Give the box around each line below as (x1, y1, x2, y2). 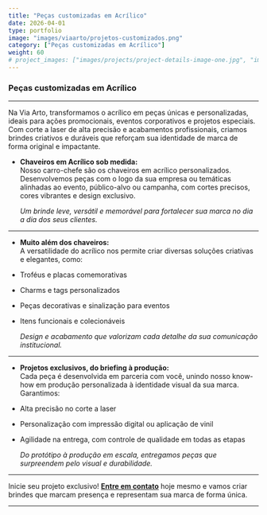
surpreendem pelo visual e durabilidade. (19, 458, 153, 468)
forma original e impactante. (8, 142, 101, 151)
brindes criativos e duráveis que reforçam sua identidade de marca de (8, 133, 238, 143)
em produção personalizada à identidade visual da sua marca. (35, 380, 240, 390)
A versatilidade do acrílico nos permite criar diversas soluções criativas (19, 246, 254, 256)
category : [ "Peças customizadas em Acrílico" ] (8, 41, 165, 49)
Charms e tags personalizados (19, 286, 121, 295)
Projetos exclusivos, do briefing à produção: (19, 363, 169, 373)
